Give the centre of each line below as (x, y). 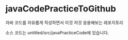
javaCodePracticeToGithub (61, 9)
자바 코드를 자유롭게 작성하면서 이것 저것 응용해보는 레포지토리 (64, 22)
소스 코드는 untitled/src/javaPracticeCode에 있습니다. (57, 32)
